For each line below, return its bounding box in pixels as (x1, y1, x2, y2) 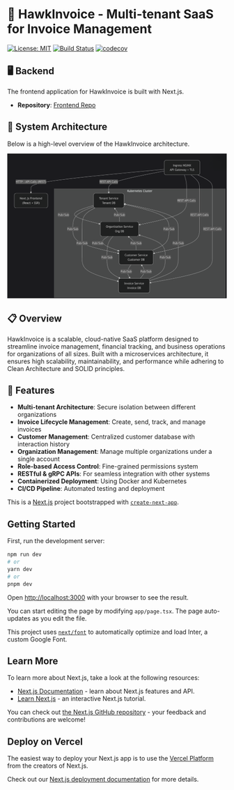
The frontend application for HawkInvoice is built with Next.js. (7, 87, 185, 96)
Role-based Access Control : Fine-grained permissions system (17, 462, 198, 471)
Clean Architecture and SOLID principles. (7, 364, 125, 372)
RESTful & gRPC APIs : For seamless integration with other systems (17, 470, 210, 478)
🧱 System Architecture (7, 121, 108, 133)
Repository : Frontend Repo (17, 100, 96, 109)
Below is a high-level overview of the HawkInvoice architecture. (7, 139, 190, 148)
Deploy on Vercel (7, 736, 84, 747)
